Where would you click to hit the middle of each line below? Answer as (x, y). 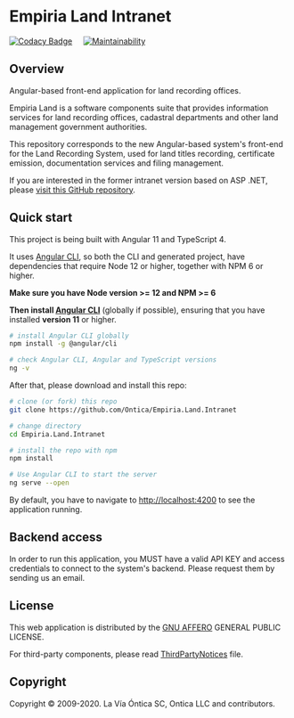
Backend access (56, 538)
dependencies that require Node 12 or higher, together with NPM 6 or (136, 265)
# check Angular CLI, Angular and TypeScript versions (113, 360)
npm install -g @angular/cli (63, 344)
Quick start (41, 218)
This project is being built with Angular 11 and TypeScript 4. (118, 239)
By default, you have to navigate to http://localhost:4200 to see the (132, 500)
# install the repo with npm (63, 450)
